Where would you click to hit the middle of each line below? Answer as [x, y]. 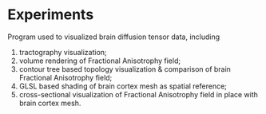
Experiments [51, 15]
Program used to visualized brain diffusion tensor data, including [114, 37]
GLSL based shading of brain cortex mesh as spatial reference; [123, 86]
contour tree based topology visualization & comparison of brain [125, 69]
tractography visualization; [63, 52]
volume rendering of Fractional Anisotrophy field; [100, 61]
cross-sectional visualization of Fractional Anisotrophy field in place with [139, 94]
